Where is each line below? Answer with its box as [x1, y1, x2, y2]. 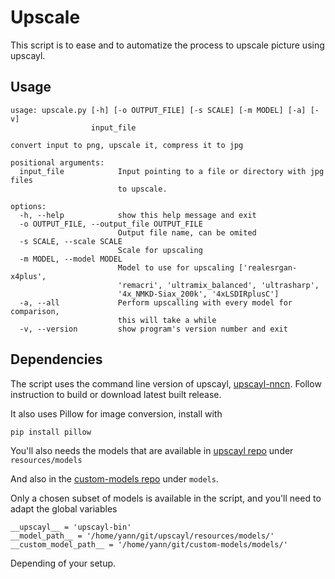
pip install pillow [10, 427, 92, 437]
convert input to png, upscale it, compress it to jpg [10, 140, 244, 150]
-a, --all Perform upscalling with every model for [19, 297, 293, 308]
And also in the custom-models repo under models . [10, 472, 219, 485]
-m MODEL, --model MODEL [19, 254, 123, 264]
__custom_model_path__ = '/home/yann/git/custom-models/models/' [10, 539, 288, 550]
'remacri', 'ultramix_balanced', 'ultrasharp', [117, 280, 320, 290]
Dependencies [10, 351, 103, 368]
